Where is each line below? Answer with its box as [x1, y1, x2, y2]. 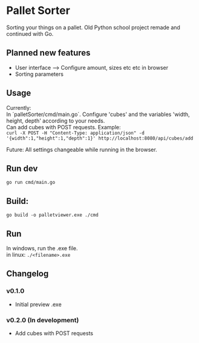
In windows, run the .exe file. [6, 245, 78, 252]
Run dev [6, 163, 38, 174]
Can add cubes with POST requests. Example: [6, 123, 121, 131]
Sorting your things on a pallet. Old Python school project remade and [6, 24, 180, 31]
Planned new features [6, 48, 91, 58]
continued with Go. [6, 30, 54, 37]
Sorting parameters [15, 70, 64, 78]
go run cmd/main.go [6, 180, 56, 186]
